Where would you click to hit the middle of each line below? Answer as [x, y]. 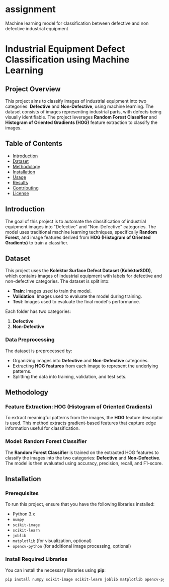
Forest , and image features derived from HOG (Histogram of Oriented [78, 237]
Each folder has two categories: [38, 311]
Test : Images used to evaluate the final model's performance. [76, 302]
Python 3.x [24, 514]
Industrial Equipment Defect [65, 49]
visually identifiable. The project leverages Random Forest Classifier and [81, 117]
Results [20, 182]
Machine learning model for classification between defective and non [77, 23]
